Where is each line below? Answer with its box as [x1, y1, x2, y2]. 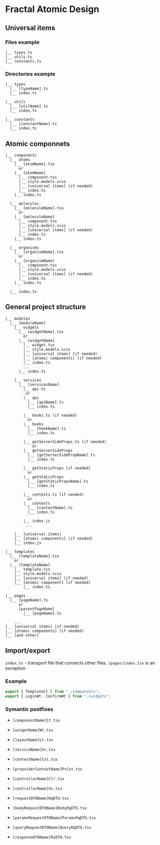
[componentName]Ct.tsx [12, 718, 60, 723]
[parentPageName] [18, 606, 55, 611]
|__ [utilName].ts [10, 104, 49, 109]
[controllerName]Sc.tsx [12, 786, 63, 791]
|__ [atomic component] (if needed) [14, 580, 91, 585]
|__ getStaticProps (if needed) [23, 465, 91, 471]
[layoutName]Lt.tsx [12, 737, 54, 742]
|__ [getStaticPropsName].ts [27, 479, 89, 484]
